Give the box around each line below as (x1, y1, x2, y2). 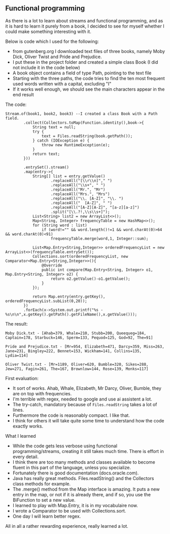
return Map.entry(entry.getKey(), (32, 294, 106, 299)
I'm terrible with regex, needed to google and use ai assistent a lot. (12, 396, 152, 402)
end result (12, 91, 34, 97)
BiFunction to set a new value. (12, 497, 76, 503)
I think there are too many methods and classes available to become (12, 459, 156, 465)
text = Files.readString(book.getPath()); (41, 133, 133, 139)
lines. (12, 407, 24, 413)
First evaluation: (5, 375, 39, 381)
